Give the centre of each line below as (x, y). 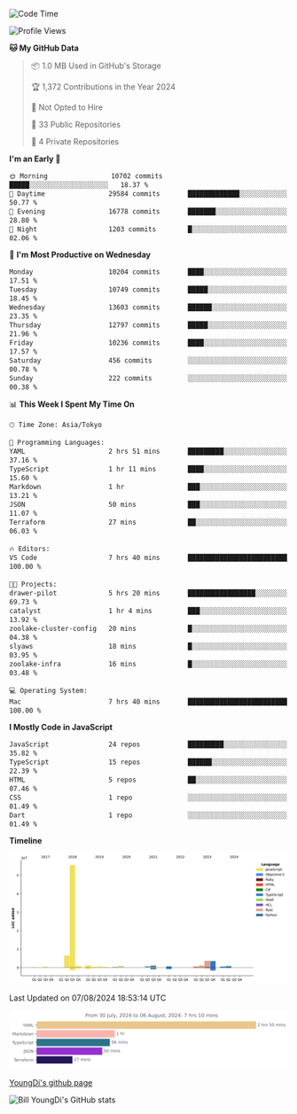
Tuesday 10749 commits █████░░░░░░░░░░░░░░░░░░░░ (148, 290)
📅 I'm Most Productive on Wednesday (80, 254)
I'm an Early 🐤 (35, 159)
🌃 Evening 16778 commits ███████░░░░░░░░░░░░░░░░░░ (148, 212)
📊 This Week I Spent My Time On (72, 404)
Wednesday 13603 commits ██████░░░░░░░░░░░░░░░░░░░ (148, 308)
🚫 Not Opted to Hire (67, 107)
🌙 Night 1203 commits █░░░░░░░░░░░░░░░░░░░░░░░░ (148, 230)
